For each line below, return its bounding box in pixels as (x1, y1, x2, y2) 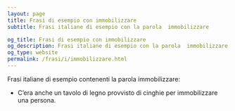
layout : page (7, 10, 46, 18)
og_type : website (7, 49, 58, 56)
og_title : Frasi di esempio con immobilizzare (7, 36, 146, 43)
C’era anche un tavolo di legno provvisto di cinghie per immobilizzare (17, 89, 218, 97)
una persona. (17, 96, 56, 104)
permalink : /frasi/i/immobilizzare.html (7, 55, 128, 63)
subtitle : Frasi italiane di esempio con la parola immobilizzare (7, 23, 210, 30)
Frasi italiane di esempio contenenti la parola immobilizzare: (7, 74, 181, 83)
